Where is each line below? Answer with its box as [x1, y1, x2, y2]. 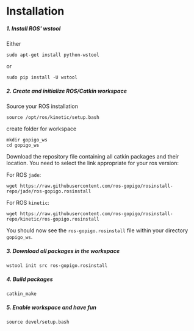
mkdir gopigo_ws [6, 137, 48, 143]
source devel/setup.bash [6, 319, 70, 326]
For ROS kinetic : [6, 199, 50, 207]
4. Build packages [6, 276, 53, 283]
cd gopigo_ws [6, 142, 40, 149]
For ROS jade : [6, 171, 41, 179]
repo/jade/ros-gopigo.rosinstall [6, 188, 92, 194]
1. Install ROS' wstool [6, 24, 61, 32]
